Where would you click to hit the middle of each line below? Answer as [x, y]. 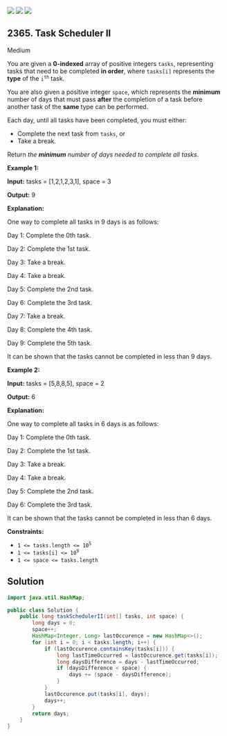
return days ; [51, 713]
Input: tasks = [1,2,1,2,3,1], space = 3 [59, 181]
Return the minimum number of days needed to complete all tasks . [103, 154]
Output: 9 [21, 195]
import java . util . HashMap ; [46, 598]
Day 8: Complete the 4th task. [50, 329]
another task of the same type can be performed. [78, 106]
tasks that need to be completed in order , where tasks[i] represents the [111, 71]
